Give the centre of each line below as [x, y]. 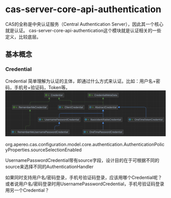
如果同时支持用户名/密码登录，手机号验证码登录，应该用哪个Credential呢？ [84, 177]
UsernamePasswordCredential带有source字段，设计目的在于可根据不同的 [82, 160]
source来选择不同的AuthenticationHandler [50, 166]
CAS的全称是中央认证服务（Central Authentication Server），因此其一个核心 [84, 24]
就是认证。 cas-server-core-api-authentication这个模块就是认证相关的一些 [83, 30]
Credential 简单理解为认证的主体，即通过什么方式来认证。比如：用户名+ [81, 81]
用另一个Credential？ [27, 190]
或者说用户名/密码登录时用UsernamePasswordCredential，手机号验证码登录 [85, 184]
